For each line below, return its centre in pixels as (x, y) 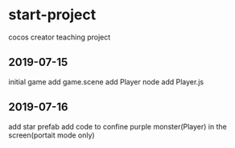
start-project (52, 15)
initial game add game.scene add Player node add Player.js (106, 81)
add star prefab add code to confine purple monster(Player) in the (117, 126)
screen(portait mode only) (52, 135)
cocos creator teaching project (60, 37)
